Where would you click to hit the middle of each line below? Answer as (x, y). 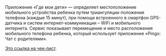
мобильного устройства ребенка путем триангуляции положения (75, 12)
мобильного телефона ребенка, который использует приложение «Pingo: (83, 33)
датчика (14, 23)
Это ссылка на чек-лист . (31, 48)
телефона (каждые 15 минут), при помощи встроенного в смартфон (77, 18)
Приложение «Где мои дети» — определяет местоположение (71, 7)
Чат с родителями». (26, 39)
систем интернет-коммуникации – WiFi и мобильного (84, 23)
